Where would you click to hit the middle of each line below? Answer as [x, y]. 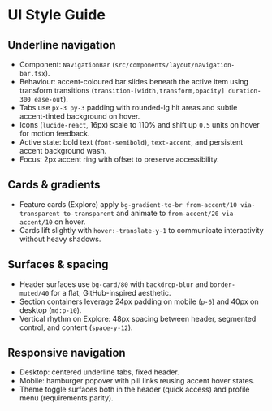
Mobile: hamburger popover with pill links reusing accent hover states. [137, 381]
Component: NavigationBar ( [67, 64]
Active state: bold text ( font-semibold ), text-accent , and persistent [131, 142]
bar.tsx [32, 74]
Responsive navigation [67, 353]
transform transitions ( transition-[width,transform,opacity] [122, 90]
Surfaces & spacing [58, 264]
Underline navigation [62, 45]
